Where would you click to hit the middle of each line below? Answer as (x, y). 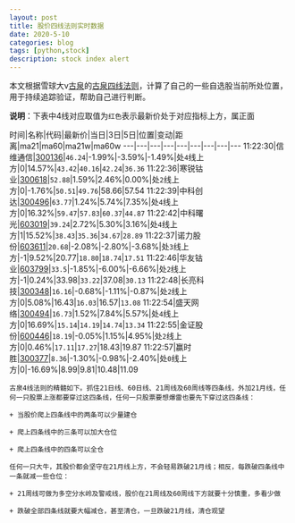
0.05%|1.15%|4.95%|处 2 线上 (131, 336)
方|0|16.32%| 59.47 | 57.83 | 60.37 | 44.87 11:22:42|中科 (103, 213)
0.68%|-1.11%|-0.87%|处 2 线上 (132, 291)
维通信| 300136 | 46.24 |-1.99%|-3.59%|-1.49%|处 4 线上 (107, 157)
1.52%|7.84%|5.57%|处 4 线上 (127, 313)
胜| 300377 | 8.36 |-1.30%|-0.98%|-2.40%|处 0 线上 (98, 358)
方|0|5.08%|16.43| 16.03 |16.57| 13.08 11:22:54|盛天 (101, 302)
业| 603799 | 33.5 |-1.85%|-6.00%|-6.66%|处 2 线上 (98, 269)
